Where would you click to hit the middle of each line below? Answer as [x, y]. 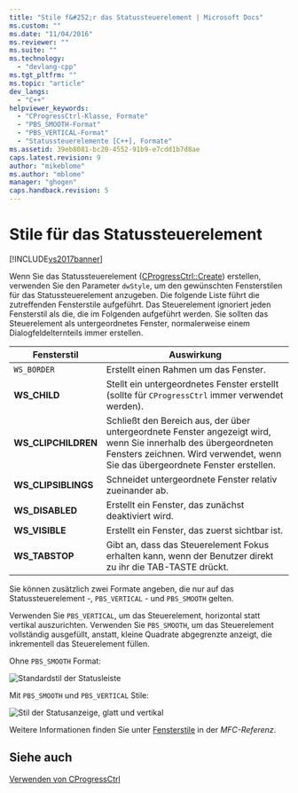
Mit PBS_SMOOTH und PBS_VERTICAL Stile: [79, 695]
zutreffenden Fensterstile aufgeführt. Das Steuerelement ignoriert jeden [140, 304]
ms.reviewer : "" [39, 42]
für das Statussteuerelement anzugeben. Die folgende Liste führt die [134, 294]
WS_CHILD [37, 395]
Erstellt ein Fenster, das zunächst [175, 505]
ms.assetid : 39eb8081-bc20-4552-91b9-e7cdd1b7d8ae [105, 149]
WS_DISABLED [46, 510]
